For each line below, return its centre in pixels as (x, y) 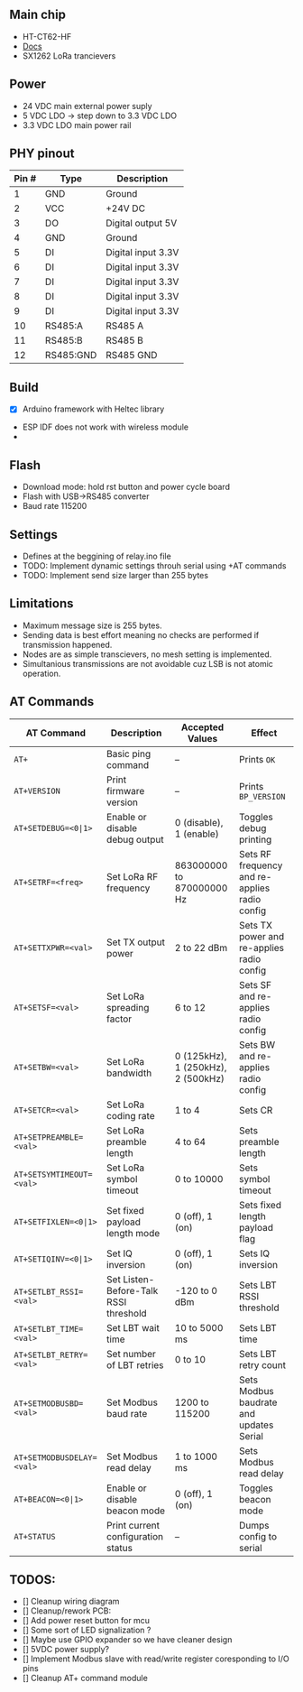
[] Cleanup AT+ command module (85, 1678)
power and (262, 936)
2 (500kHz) (200, 1078)
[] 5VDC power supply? (66, 1650)
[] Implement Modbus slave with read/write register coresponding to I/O (156, 1659)
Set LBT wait (133, 1327)
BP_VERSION (262, 796)
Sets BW (257, 1044)
